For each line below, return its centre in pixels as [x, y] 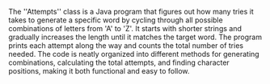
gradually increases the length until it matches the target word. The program [135, 37]
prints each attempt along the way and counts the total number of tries [126, 46]
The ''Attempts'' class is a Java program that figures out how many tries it [131, 12]
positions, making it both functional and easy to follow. [99, 71]
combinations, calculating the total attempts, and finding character [119, 62]
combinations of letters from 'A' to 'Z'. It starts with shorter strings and [125, 28]
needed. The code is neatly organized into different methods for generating [134, 54]
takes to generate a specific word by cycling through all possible [116, 20]
